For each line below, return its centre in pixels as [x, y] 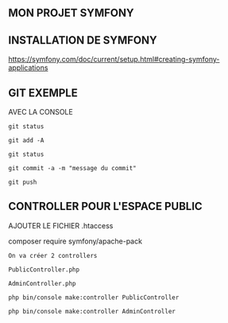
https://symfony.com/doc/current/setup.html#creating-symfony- [114, 60]
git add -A [26, 141]
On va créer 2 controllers [53, 255]
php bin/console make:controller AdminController [92, 311]
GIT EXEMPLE [43, 93]
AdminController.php [43, 283]
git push [23, 182]
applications [28, 68]
